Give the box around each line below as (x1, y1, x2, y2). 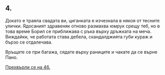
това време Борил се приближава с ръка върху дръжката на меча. (5, 28, 152, 34)
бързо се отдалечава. (5, 39, 53, 45)
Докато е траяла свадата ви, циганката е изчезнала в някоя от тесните (5, 17, 160, 23)
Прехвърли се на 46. (5, 64, 51, 70)
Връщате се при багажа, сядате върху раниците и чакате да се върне (5, 49, 157, 55)
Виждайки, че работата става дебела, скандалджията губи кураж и (5, 33, 153, 40)
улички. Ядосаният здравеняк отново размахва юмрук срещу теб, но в (5, 23, 160, 29)
